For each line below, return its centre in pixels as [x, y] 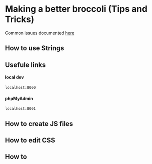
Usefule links [25, 65]
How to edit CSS [30, 140]
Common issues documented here [40, 33]
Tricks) [20, 19]
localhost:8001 [21, 109]
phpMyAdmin [19, 98]
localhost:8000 [21, 87]
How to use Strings [35, 48]
